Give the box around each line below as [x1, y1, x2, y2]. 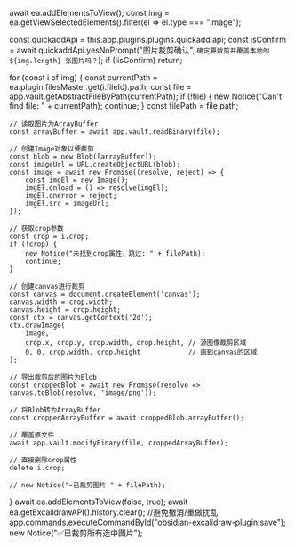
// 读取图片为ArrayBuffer [9, 119, 99, 128]
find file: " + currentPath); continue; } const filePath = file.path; [9, 101, 239, 110]
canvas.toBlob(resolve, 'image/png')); [9, 388, 157, 397]
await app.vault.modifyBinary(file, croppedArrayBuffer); [9, 438, 228, 447]
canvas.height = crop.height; [9, 306, 122, 314]
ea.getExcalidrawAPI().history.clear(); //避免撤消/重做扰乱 [9, 507, 219, 518]
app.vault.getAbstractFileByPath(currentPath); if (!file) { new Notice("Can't [9, 91, 283, 102]
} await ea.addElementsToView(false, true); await [9, 496, 188, 507]
